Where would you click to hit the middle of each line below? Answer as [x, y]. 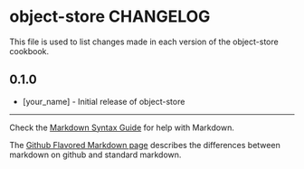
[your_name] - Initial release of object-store [104, 101]
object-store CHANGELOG [110, 17]
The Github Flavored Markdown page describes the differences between [145, 145]
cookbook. [29, 51]
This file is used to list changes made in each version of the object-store [144, 42]
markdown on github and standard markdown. [95, 155]
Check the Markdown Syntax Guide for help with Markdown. [122, 127]
